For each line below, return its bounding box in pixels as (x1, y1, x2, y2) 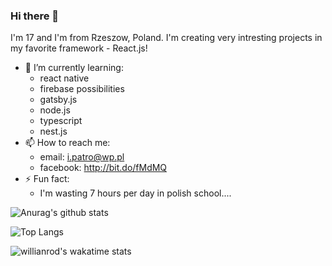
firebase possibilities (39, 83, 125, 95)
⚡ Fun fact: (24, 173, 70, 185)
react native (39, 72, 90, 84)
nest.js (39, 125, 68, 138)
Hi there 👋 (10, 9, 60, 23)
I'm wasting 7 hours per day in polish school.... (39, 187, 232, 199)
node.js (39, 104, 71, 116)
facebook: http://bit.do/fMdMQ (39, 162, 168, 174)
